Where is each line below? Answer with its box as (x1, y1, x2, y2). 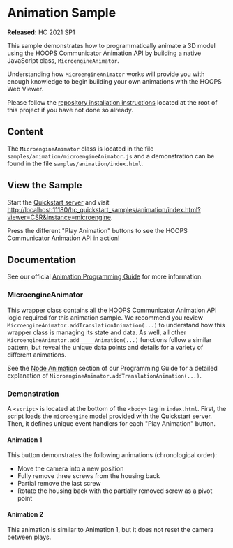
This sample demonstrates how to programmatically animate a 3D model (7, 41, 216, 50)
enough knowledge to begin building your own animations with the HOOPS (7, 77, 222, 85)
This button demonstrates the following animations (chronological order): (7, 451, 218, 459)
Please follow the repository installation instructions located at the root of (7, 98, 218, 106)
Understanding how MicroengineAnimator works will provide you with (7, 70, 205, 78)
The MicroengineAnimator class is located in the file (7, 145, 154, 153)
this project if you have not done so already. (7, 105, 134, 114)
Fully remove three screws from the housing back (17, 472, 160, 480)
